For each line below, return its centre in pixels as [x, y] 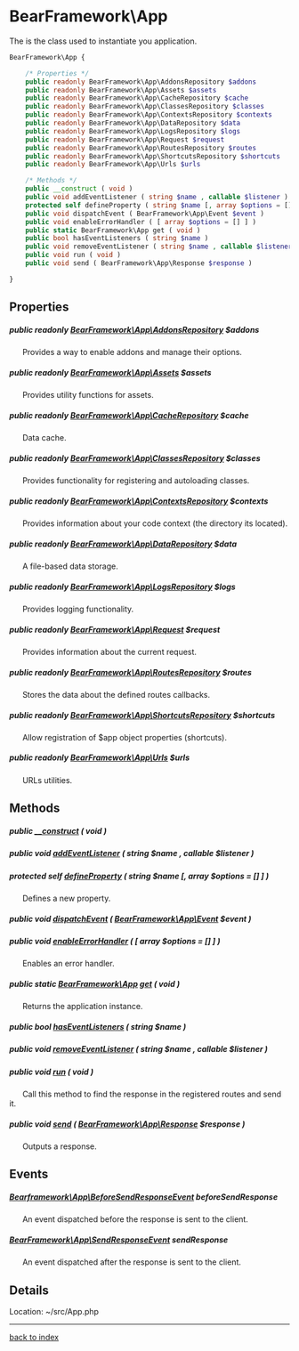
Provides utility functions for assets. [88, 395]
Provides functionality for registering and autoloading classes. [136, 481]
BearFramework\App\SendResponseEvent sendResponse [119, 1240]
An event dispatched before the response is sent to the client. [135, 1219]
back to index [34, 1338]
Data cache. [44, 438]
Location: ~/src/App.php [54, 1312]
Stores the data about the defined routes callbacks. [116, 694]
